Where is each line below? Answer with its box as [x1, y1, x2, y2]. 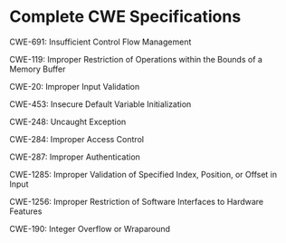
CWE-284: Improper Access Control [9, 133, 145, 144]
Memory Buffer [9, 63, 66, 74]
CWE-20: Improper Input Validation [9, 81, 140, 92]
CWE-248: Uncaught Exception [9, 116, 127, 127]
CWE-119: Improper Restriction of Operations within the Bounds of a [9, 53, 262, 64]
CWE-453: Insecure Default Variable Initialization [9, 98, 192, 110]
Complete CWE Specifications [9, 6, 242, 27]
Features [9, 206, 43, 217]
